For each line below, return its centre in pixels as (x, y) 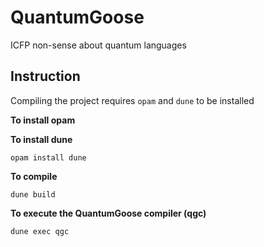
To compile (34, 176)
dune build (33, 194)
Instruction (45, 76)
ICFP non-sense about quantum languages (98, 45)
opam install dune (48, 157)
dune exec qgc (40, 231)
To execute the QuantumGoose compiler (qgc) (108, 213)
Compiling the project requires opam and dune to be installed (132, 100)
